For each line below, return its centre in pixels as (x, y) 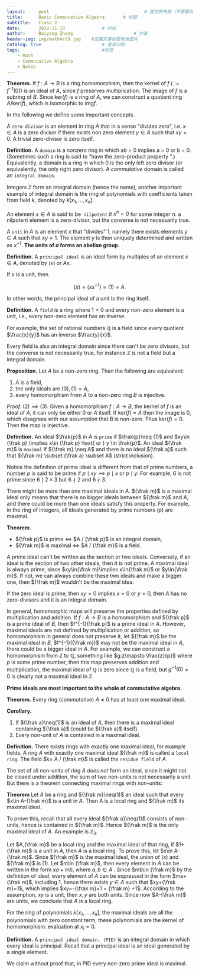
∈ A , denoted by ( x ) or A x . (39, 263)
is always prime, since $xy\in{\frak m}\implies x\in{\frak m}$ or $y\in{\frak (97, 569)
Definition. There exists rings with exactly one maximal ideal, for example (96, 746)
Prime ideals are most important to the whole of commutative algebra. (94, 688)
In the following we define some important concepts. (71, 115)
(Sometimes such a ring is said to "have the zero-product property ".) (91, 157)
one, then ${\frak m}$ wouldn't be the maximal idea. (71, 582)
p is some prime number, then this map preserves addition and (83, 662)
